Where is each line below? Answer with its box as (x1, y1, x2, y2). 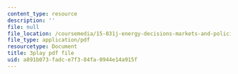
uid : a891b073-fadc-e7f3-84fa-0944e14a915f (7, 56, 138, 63)
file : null (7, 23, 40, 30)
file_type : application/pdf (7, 37, 91, 44)
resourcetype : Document (7, 43, 78, 50)
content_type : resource (7, 10, 78, 18)
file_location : (7, 30, 52, 37)
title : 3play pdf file (7, 50, 74, 57)
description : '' (7, 17, 55, 24)
